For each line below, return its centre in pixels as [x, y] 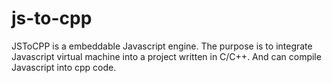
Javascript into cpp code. [64, 67]
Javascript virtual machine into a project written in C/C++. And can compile [166, 56]
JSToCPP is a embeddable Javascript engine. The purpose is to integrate [162, 46]
